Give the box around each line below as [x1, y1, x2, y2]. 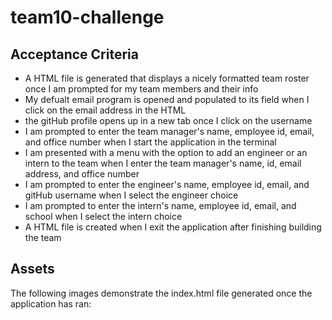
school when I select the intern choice [24, 211, 183, 222]
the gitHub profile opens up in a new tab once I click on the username [24, 115, 313, 126]
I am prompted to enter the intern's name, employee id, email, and [24, 200, 297, 211]
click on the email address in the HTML [24, 104, 187, 116]
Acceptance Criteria [10, 46, 139, 63]
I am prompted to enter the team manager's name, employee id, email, [24, 126, 315, 137]
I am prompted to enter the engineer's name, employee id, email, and [24, 179, 310, 190]
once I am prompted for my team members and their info [24, 83, 259, 95]
